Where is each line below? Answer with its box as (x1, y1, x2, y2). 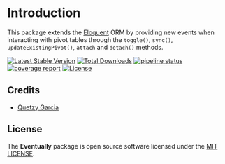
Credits (7, 84, 41, 96)
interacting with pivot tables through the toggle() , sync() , (7, 35, 173, 43)
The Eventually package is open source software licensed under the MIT (7, 142, 218, 150)
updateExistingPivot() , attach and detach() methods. (7, 43, 164, 51)
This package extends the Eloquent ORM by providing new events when (7, 28, 215, 36)
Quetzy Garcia (17, 103, 59, 111)
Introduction (7, 5, 81, 21)
